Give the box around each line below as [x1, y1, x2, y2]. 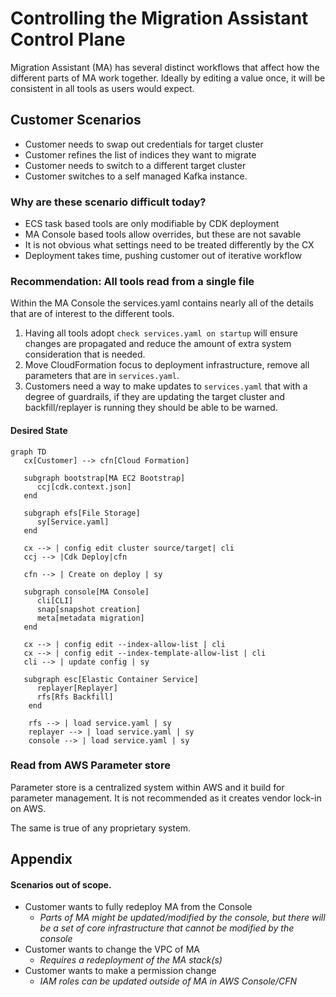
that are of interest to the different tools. [10, 308, 175, 320]
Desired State [10, 424, 68, 436]
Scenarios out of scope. [10, 878, 112, 891]
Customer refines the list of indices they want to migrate [24, 148, 257, 161]
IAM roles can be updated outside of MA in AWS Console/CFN [39, 975, 297, 987]
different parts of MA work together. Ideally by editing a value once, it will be [10, 72, 326, 84]
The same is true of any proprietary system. [10, 822, 192, 834]
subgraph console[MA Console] [23, 587, 150, 597]
